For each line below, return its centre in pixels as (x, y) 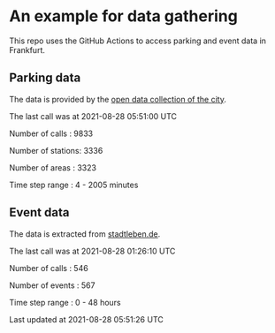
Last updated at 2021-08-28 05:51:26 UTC (86, 319)
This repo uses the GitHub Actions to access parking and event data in (138, 41)
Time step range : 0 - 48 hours (65, 302)
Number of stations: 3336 (56, 150)
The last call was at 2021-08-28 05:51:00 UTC (93, 116)
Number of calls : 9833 (51, 133)
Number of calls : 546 (49, 268)
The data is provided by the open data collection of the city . (118, 99)
